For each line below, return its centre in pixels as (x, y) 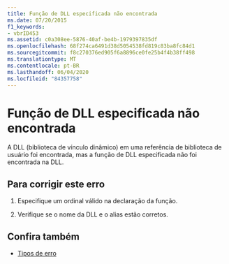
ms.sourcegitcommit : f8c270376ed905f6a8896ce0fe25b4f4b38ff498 (101, 53)
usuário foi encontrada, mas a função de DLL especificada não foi (102, 155)
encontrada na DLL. (36, 162)
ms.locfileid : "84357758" (45, 79)
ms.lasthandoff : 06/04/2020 (48, 72)
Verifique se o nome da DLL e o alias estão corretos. (93, 214)
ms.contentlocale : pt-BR (43, 66)
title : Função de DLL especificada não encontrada (82, 14)
